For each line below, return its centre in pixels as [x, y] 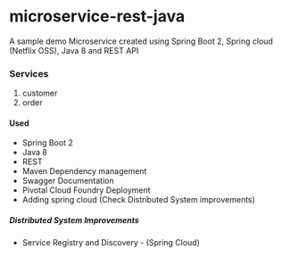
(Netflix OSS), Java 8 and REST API [74, 50]
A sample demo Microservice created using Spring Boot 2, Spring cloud [141, 41]
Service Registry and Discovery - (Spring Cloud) [111, 243]
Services [29, 73]
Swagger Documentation [68, 181]
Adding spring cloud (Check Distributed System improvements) [139, 200]
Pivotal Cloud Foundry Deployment [86, 190]
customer [40, 93]
